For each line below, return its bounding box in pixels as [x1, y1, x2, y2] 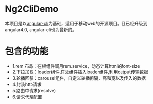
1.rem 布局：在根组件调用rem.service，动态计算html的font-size [12, 63, 140, 69]
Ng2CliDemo [5, 3, 59, 15]
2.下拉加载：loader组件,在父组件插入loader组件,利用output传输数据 [12, 69, 149, 75]
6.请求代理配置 [12, 94, 43, 100]
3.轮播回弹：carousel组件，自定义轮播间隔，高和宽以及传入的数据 [12, 75, 146, 81]
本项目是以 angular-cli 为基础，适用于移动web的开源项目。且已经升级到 [5, 20, 148, 26]
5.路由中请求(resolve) [12, 87, 56, 93]
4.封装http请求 [12, 81, 42, 87]
